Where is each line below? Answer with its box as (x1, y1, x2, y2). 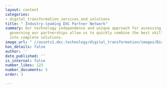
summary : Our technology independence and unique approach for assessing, (5, 26, 164, 31)
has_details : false (5, 44, 46, 49)
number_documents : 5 (5, 68, 48, 73)
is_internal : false (5, 58, 46, 63)
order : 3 (5, 72, 23, 77)
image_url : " (5, 40, 32, 45)
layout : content (5, 7, 39, 12)
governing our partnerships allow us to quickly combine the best (9, 30, 150, 35)
